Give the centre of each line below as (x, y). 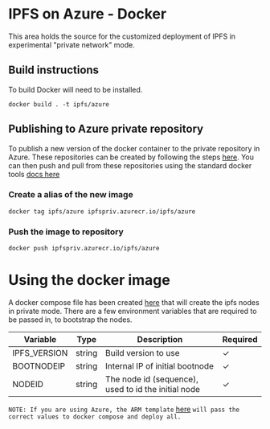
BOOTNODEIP (39, 366)
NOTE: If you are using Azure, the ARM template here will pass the (124, 409)
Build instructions (53, 70)
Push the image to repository (66, 232)
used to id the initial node (153, 390)
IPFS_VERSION (40, 353)
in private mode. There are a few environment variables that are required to (133, 311)
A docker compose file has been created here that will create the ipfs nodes (134, 303)
